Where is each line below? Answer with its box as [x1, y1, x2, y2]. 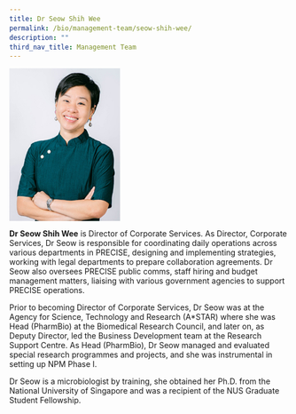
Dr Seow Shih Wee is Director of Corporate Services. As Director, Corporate [9, 227, 288, 239]
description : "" [9, 33, 69, 42]
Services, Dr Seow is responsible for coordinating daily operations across [9, 237, 277, 248]
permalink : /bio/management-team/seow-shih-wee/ [9, 23, 192, 33]
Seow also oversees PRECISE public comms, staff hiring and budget [9, 266, 259, 276]
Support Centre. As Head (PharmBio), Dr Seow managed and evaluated [9, 339, 270, 350]
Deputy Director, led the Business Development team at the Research [9, 330, 262, 341]
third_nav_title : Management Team [9, 43, 137, 52]
